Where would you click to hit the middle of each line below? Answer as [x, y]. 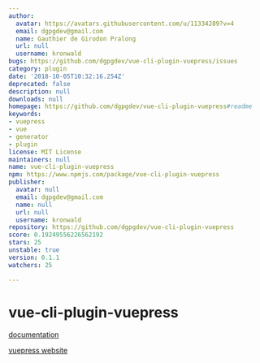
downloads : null [36, 99]
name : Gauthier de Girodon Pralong [76, 39]
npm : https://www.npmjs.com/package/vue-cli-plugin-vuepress [114, 175]
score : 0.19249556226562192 [56, 235]
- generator [28, 136]
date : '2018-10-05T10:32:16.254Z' [67, 76]
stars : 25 [25, 243]
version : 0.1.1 [34, 257]
